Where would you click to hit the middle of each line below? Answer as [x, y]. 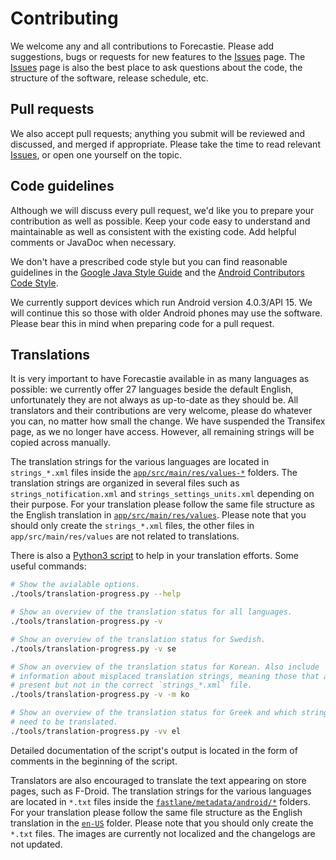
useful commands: [48, 566]
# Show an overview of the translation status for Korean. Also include [165, 667]
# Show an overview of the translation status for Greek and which [154, 713]
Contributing [64, 18]
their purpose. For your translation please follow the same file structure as [162, 504]
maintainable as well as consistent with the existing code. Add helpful [153, 231]
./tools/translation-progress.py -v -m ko [100, 695]
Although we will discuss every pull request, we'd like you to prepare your [162, 210]
